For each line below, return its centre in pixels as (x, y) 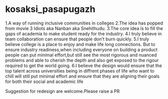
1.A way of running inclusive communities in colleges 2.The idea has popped (84, 23)
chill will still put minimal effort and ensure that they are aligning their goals (82, 76)
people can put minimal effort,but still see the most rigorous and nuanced (81, 55)
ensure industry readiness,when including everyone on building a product (81, 49)
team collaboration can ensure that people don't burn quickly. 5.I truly (77, 39)
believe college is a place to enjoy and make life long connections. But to (80, 44)
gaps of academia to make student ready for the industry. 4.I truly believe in (83, 33)
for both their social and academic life (44, 81)
